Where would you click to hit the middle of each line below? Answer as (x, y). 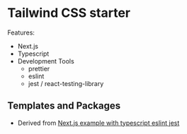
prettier (39, 68)
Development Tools (46, 61)
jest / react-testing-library (66, 83)
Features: (21, 32)
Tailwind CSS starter (69, 13)
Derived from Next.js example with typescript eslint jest (98, 123)
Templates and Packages (64, 106)
